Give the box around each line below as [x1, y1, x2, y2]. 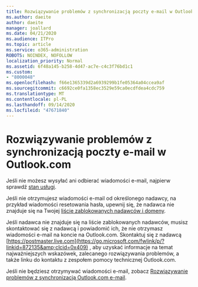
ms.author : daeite [6, 14, 51, 20]
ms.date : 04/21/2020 [6, 31, 57, 37]
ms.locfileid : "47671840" [6, 107, 70, 113]
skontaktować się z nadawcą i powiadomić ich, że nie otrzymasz [6, 225, 163, 232]
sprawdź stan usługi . [6, 183, 57, 190]
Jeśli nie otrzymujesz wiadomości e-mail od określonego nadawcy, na [6, 195, 177, 202]
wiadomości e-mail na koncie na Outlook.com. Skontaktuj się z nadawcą [6, 231, 181, 239]
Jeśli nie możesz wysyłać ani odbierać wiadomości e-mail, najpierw [6, 177, 171, 184]
